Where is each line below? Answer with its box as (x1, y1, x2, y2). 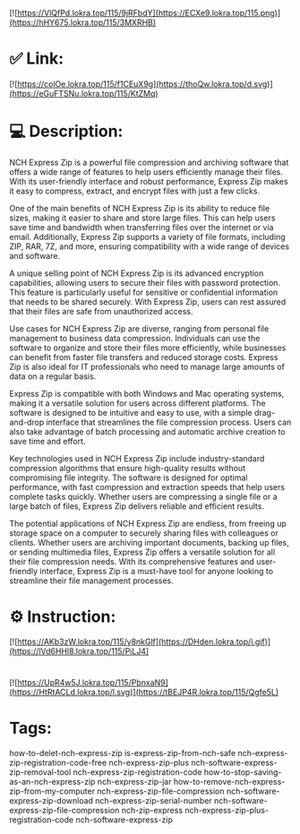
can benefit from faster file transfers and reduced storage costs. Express (9, 351, 279, 362)
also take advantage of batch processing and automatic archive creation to (9, 426, 286, 437)
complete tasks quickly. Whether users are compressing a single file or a (9, 491, 278, 502)
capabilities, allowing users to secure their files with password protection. (9, 277, 280, 288)
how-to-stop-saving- (203, 766, 282, 778)
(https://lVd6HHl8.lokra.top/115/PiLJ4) (9, 645, 150, 657)
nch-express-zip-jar (97, 776, 172, 787)
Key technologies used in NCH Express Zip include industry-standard (9, 452, 265, 464)
